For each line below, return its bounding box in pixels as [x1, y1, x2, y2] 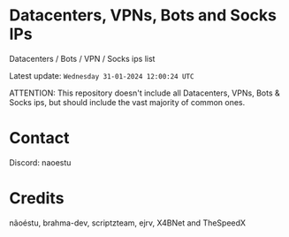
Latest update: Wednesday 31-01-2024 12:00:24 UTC [9, 70, 194, 80]
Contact [9, 128, 70, 149]
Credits [9, 188, 65, 209]
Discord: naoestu [9, 157, 72, 168]
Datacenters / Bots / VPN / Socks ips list [9, 53, 156, 64]
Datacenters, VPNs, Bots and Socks [9, 5, 277, 26]
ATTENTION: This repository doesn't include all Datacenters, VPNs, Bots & [9, 88, 280, 98]
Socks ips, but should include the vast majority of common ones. [9, 96, 246, 107]
